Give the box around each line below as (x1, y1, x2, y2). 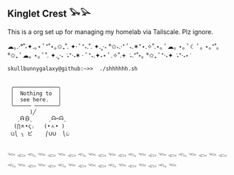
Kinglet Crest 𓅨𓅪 (7, 8, 91, 20)
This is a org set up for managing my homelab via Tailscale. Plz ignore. (7, 27, 213, 36)
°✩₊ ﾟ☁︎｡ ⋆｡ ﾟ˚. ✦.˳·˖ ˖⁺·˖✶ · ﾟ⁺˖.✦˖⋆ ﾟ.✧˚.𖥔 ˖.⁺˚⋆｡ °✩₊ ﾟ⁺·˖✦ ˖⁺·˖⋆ (7, 51, 189, 60)
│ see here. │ (10, 96, 62, 103)
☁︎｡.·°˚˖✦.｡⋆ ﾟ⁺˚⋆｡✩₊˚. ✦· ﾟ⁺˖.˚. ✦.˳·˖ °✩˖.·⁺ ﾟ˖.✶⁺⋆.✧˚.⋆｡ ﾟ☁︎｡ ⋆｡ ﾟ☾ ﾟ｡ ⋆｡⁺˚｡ (7, 42, 220, 50)
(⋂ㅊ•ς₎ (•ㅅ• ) (13, 123, 65, 130)
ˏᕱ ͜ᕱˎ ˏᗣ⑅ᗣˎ (16, 115, 67, 122)
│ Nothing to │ (10, 90, 62, 97)
